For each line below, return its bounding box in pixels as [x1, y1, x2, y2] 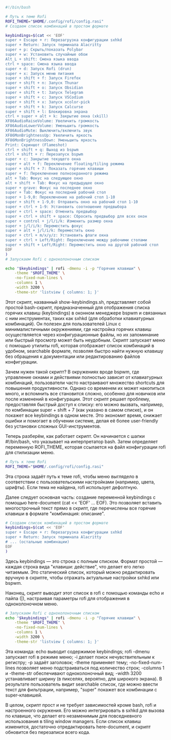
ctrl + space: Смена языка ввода [5, 61, 77, 67]
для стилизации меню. [5, 449, 55, 455]
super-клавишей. [5, 692, 42, 698]
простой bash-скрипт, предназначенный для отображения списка [5, 304, 150, 310]
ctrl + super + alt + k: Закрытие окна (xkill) [5, 114, 109, 119]
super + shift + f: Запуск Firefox [5, 76, 81, 81]
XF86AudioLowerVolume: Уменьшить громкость [5, 123, 100, 129]
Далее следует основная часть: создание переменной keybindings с [5, 494, 156, 500]
